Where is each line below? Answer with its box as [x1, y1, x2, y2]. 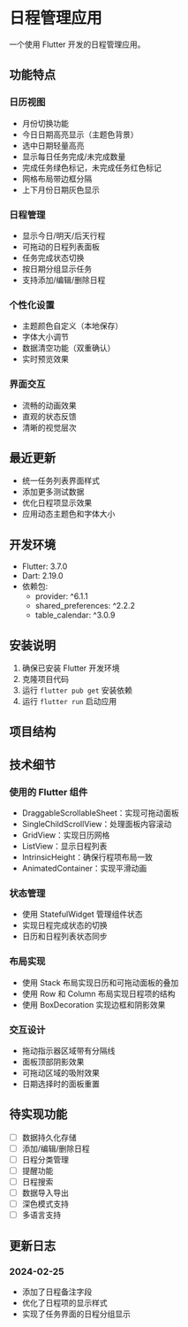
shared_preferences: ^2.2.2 [34, 601, 135, 611]
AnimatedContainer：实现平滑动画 [21, 863, 147, 874]
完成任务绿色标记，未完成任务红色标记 [21, 162, 162, 173]
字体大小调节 [21, 332, 69, 342]
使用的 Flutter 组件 [9, 786, 88, 798]
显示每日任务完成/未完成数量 [21, 151, 126, 162]
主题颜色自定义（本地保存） [21, 320, 124, 332]
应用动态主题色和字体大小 [21, 509, 116, 519]
